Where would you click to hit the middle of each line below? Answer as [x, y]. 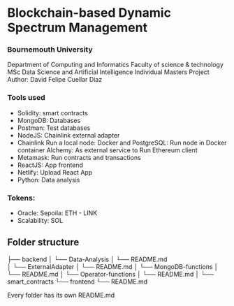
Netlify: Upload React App [55, 172]
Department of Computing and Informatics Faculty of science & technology [115, 65]
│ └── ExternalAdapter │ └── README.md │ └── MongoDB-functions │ [113, 266]
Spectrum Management [78, 28]
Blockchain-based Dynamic [89, 13]
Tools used [26, 98]
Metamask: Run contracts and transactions [79, 157]
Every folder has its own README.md [61, 295]
